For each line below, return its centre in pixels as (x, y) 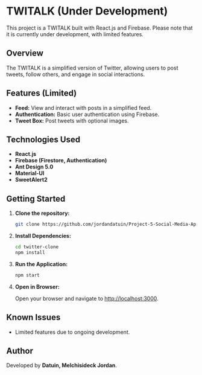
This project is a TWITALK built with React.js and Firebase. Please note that (99, 28)
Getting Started (36, 198)
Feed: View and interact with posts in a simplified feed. (83, 107)
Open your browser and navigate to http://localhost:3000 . (87, 298)
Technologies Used (43, 139)
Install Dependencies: (43, 236)
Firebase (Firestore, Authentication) (61, 161)
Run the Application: (41, 264)
